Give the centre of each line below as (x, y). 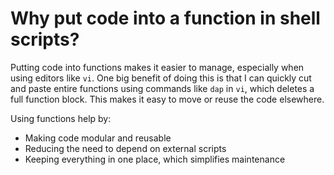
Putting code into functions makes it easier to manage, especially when (157, 67)
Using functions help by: (61, 118)
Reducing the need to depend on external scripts (125, 148)
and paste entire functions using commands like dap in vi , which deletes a (162, 88)
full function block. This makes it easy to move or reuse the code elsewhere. (167, 99)
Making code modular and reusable (98, 138)
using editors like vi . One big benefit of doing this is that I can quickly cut (161, 78)
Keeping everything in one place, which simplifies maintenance (155, 159)
